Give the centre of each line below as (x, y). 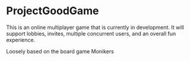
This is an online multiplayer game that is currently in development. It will (95, 27)
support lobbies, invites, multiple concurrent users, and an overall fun (91, 33)
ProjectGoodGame (53, 11)
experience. (21, 40)
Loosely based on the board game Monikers (60, 51)
